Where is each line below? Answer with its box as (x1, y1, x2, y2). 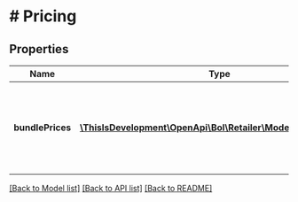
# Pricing (9, 6, 77, 27)
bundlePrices (13, 121, 72, 134)
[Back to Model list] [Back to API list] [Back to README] (9, 183, 213, 193)
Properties (9, 42, 69, 57)
